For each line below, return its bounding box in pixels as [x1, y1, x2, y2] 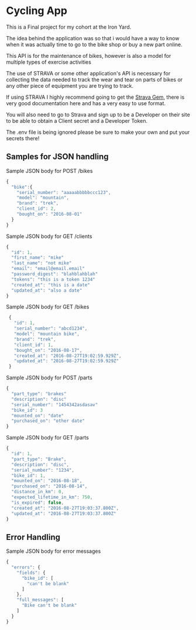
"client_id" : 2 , [16, 206, 57, 212]
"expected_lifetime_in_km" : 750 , [11, 494, 93, 500]
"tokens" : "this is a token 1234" [11, 276, 95, 282]
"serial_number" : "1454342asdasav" [11, 401, 98, 407]
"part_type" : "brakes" [11, 391, 67, 397]
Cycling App [6, 4, 67, 18]
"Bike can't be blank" [21, 603, 77, 608]
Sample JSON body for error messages [6, 548, 101, 555]
